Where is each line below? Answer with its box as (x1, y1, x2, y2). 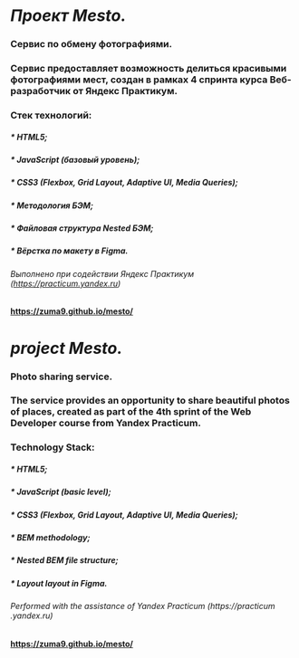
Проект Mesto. (10, 5, 127, 26)
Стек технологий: (10, 109, 92, 121)
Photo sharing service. (10, 370, 112, 383)
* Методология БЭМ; (10, 200, 94, 211)
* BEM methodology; (10, 532, 91, 543)
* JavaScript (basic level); (10, 486, 111, 498)
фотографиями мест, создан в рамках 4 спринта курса (10, 73, 268, 86)
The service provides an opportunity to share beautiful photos (10, 395, 291, 407)
